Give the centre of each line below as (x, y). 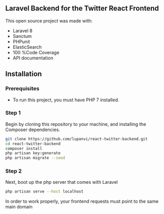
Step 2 (14, 171)
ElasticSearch (27, 47)
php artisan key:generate (33, 153)
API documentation (33, 58)
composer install (24, 148)
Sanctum (22, 36)
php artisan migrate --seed (35, 158)
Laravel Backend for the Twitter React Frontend (82, 8)
